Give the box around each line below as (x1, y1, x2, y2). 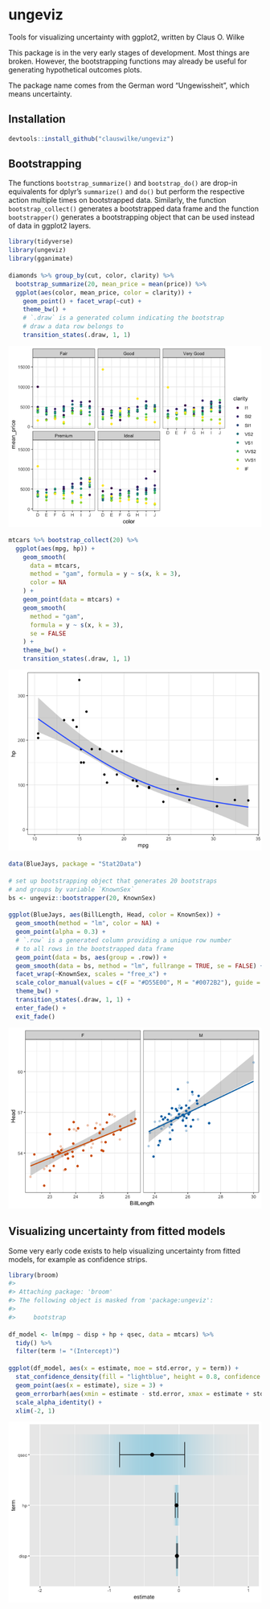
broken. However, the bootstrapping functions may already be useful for (8, 56, 247, 66)
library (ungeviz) (8, 246, 67, 254)
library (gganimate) (8, 255, 74, 263)
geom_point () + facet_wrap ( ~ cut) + (22, 297, 142, 305)
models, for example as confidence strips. (8, 1254, 148, 1264)
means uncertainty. (8, 88, 72, 98)
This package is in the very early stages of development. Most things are (8, 47, 250, 57)
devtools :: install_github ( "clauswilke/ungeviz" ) (8, 134, 174, 142)
